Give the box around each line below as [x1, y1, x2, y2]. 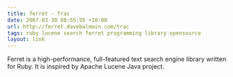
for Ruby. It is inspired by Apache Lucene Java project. [7, 62, 165, 71]
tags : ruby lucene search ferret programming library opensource [7, 29, 201, 37]
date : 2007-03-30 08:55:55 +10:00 [7, 17, 108, 24]
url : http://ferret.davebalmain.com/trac [7, 23, 130, 30]
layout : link [7, 36, 45, 43]
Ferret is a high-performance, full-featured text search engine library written [7, 55, 227, 63]
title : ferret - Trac [7, 10, 70, 17]
